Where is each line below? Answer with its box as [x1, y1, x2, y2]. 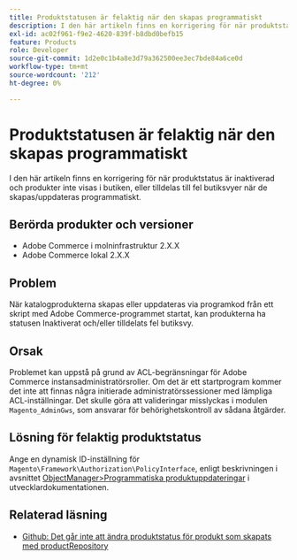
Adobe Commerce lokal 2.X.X [21, 249, 130, 261]
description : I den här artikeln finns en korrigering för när [9, 21, 247, 30]
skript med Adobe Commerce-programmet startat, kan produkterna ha [9, 309, 267, 319]
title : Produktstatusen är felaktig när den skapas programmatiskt [9, 12, 263, 22]
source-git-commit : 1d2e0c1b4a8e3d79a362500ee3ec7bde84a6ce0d [9, 54, 243, 63]
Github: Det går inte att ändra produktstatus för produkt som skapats [21, 531, 272, 541]
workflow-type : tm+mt [9, 63, 89, 72]
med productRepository [21, 541, 109, 551]
